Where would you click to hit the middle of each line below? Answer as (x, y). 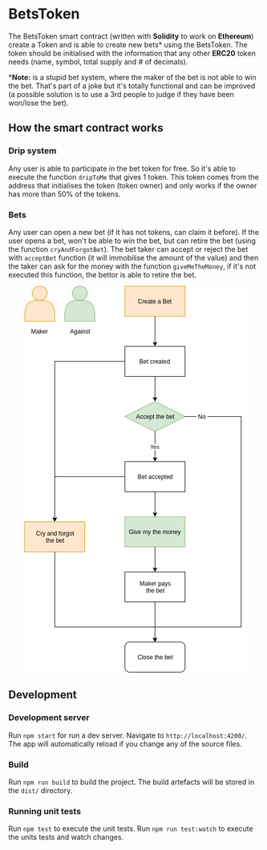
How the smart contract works (86, 128)
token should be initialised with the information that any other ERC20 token (132, 53)
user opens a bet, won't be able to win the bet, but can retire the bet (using (132, 241)
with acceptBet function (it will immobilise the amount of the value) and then (133, 257)
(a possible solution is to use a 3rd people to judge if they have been (121, 94)
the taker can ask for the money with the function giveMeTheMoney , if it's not (132, 266)
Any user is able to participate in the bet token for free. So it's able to (122, 168)
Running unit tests (45, 811)
